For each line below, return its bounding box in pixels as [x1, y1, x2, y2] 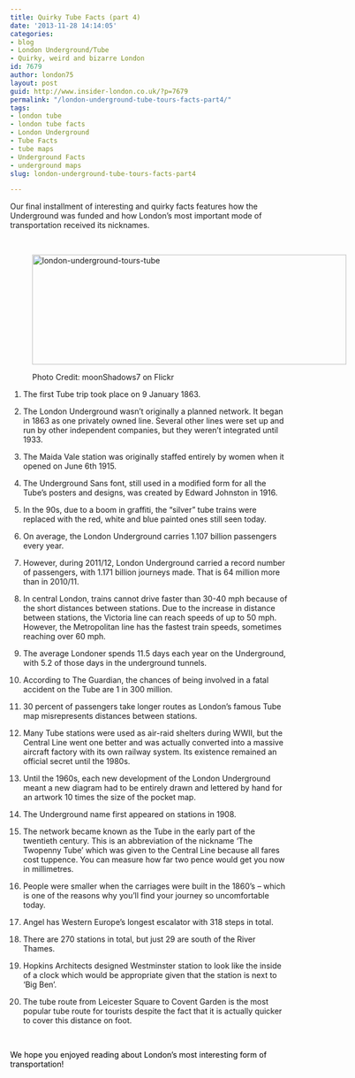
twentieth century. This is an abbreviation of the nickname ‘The [22, 836, 253, 846]
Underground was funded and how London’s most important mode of [10, 210, 262, 221]
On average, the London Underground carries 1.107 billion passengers [22, 531, 277, 542]
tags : [10, 103, 30, 112]
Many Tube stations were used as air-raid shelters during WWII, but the [22, 728, 283, 738]
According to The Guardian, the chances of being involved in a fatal [22, 675, 269, 685]
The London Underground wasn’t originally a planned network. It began [22, 406, 283, 417]
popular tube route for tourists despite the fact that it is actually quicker [22, 1005, 283, 1017]
